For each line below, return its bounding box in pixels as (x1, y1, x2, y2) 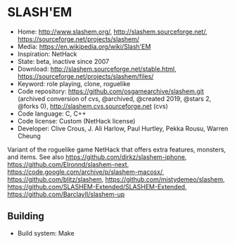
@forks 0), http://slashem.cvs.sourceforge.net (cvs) (17, 102, 169, 110)
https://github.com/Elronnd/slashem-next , (7, 160, 129, 168)
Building (7, 210, 44, 222)
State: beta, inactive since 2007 (17, 57, 110, 65)
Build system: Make (17, 229, 75, 237)
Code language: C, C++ (17, 109, 87, 118)
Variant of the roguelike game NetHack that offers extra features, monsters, (7, 145, 227, 154)
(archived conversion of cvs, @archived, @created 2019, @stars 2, (17, 94, 212, 102)
